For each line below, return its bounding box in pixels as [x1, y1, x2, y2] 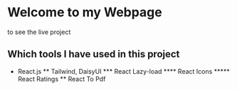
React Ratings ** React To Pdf [17, 74, 106, 83]
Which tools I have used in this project [7, 48, 180, 60]
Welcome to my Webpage [7, 4, 162, 21]
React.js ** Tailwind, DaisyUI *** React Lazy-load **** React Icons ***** [17, 67, 230, 75]
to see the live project [7, 28, 71, 36]
